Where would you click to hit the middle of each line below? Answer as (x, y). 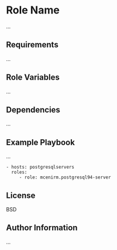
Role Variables (33, 78)
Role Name (33, 10)
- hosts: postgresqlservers (40, 167)
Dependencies (33, 110)
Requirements (32, 45)
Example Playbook (40, 142)
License (21, 195)
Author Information (42, 228)
